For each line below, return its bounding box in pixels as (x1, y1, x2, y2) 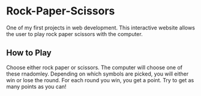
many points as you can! (6, 83, 67, 90)
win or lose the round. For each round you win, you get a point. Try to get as (6, 76, 194, 83)
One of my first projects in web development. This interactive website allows (6, 24, 195, 31)
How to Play (6, 48, 52, 58)
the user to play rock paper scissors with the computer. (6, 30, 143, 37)
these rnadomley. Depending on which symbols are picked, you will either (6, 70, 189, 77)
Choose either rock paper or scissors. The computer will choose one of (6, 64, 183, 71)
